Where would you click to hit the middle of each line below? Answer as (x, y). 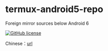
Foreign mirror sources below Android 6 (47, 23)
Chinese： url (19, 43)
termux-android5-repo (54, 9)
